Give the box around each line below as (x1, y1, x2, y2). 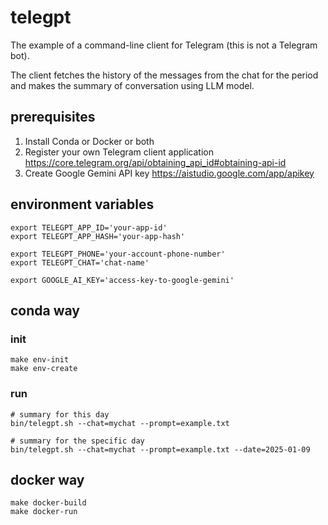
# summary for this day (10, 409, 110, 420)
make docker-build (10, 498, 87, 508)
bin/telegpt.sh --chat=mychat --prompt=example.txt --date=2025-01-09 (10, 444, 311, 455)
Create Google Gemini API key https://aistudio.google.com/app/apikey (24, 167, 315, 179)
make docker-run (10, 507, 78, 517)
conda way (10, 302, 80, 319)
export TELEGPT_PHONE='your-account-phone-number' (10, 249, 226, 259)
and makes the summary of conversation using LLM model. (10, 79, 255, 91)
